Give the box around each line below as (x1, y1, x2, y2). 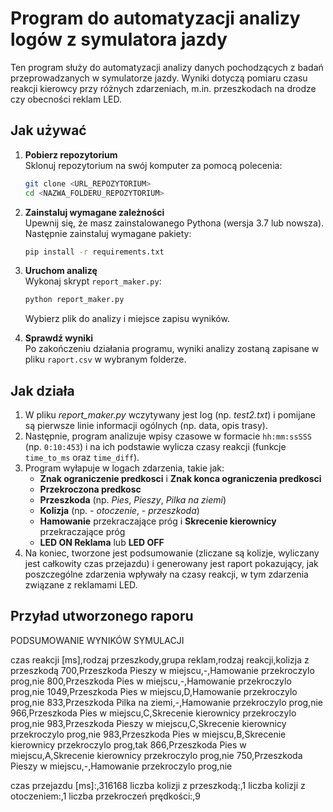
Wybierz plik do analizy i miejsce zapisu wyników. (24, 313, 230, 325)
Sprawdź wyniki (24, 332, 94, 344)
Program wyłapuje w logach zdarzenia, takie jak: (24, 462, 225, 474)
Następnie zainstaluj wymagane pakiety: (24, 227, 192, 239)
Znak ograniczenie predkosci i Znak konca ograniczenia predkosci (39, 473, 322, 485)
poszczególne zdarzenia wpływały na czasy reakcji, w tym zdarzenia (24, 568, 309, 581)
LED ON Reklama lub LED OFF (39, 537, 165, 549)
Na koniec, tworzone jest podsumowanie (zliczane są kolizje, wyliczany (24, 547, 320, 559)
